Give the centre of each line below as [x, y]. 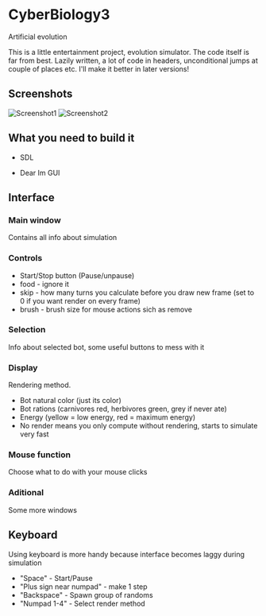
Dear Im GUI [40, 172]
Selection [27, 330]
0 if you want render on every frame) [80, 300]
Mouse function [40, 455]
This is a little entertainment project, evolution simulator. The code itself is [129, 52]
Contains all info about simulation [63, 238]
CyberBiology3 [59, 15]
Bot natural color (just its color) [70, 401]
